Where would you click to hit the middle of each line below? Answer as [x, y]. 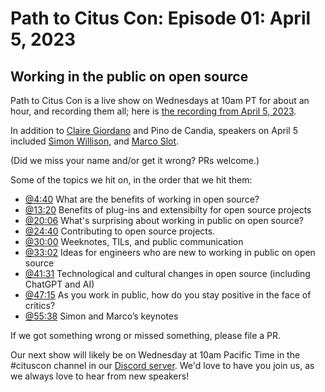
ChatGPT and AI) [59, 284]
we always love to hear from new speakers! [100, 376]
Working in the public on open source [129, 76]
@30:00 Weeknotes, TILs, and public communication [134, 241]
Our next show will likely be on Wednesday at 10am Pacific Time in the [155, 355]
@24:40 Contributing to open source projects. [120, 231]
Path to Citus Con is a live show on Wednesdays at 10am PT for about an [160, 100]
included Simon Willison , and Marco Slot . [95, 141]
